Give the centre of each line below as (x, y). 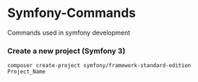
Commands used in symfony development (69, 33)
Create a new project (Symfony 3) (66, 51)
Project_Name (27, 72)
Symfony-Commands (72, 13)
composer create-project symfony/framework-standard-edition (99, 66)
